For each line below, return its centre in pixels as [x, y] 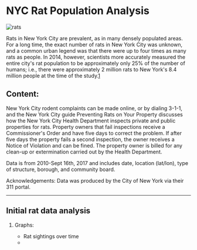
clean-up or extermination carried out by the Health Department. [84, 152]
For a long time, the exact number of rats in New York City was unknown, [94, 44]
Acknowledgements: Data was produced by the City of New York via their [95, 180]
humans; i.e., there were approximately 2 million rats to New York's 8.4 [91, 69]
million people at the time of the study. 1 [53, 76]
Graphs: [24, 225]
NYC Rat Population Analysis [78, 11]
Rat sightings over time [51, 236]
